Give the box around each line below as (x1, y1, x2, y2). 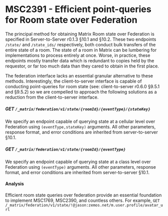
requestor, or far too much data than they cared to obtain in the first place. (5, 63, 159, 69)
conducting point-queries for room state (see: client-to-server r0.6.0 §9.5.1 (5, 83, 160, 89)
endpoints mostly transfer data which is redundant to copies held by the (5, 57, 154, 63)
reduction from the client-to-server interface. (5, 94, 99, 100)
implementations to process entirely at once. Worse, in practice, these (5, 52, 150, 58)
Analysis (5, 181, 24, 187)
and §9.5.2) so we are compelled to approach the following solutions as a (5, 89, 157, 95)
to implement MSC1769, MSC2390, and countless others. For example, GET (5, 197, 160, 203)
